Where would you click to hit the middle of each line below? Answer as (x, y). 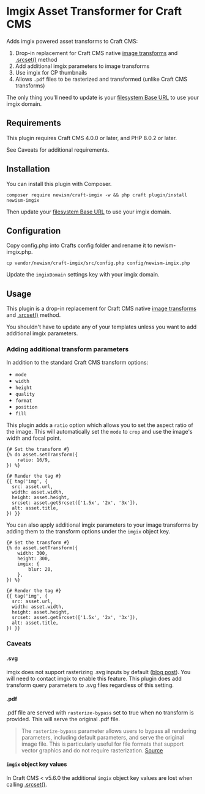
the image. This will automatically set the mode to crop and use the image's (99, 432)
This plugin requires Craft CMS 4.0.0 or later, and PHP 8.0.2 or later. (92, 138)
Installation (28, 169)
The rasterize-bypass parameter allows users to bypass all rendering (109, 731)
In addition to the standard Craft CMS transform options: (77, 363)
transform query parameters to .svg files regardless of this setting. (90, 685)
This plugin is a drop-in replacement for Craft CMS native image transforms (102, 309)
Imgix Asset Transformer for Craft (94, 11)
